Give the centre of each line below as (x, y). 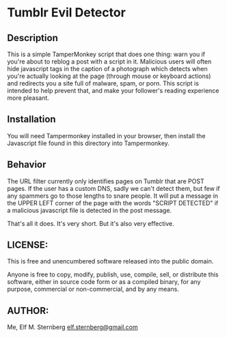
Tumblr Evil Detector (67, 13)
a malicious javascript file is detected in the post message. (90, 210)
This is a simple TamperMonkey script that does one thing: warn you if (106, 54)
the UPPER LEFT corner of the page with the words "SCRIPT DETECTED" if (113, 203)
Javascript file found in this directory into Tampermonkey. (88, 143)
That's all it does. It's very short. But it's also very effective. (91, 223)
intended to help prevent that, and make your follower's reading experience (113, 91)
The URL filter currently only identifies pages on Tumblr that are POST (106, 181)
